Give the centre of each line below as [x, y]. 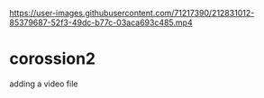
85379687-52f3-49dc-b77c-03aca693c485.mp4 [101, 22]
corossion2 [53, 59]
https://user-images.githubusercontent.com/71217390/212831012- [132, 13]
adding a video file [44, 84]
